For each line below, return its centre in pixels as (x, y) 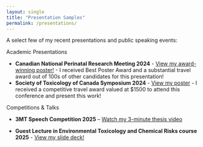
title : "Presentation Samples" (46, 18)
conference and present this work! (58, 96)
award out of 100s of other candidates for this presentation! (89, 77)
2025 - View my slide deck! (50, 137)
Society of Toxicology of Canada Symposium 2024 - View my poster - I (106, 83)
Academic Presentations (37, 52)
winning (25, 70)
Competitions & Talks (33, 108)
